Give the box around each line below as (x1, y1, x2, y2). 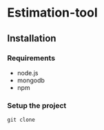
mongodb (17, 76, 45, 84)
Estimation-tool (7, 5, 98, 21)
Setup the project (7, 100, 67, 110)
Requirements (7, 53, 56, 63)
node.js (17, 68, 39, 77)
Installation (7, 32, 56, 44)
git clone (7, 116, 36, 124)
